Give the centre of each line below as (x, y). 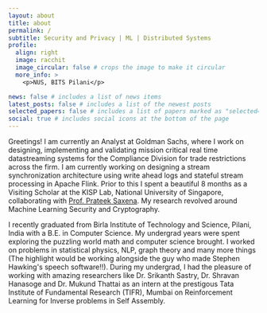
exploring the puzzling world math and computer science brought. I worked (132, 241)
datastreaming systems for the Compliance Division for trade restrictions (127, 158)
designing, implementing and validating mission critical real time (113, 150)
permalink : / (30, 30)
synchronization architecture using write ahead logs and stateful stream (126, 175)
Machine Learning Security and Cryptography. (84, 209)
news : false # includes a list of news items (85, 96)
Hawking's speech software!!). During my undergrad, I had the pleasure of (130, 267)
